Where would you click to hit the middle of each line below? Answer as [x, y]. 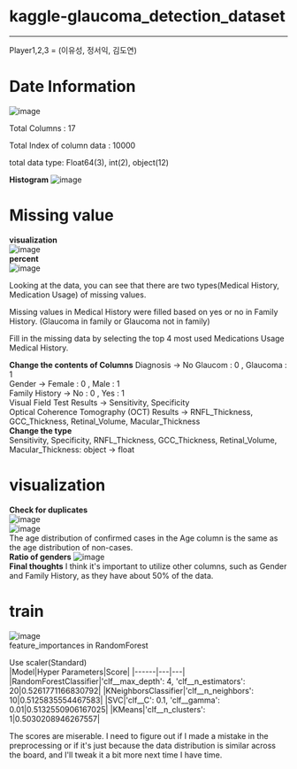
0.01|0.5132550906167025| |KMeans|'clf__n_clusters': [107, 709]
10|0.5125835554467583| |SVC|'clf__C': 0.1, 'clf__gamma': [115, 700]
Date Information [72, 87]
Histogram [29, 180]
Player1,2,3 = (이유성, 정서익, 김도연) [73, 50]
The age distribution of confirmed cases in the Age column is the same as [144, 538]
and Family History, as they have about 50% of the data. [111, 575]
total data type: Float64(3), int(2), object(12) [89, 162]
